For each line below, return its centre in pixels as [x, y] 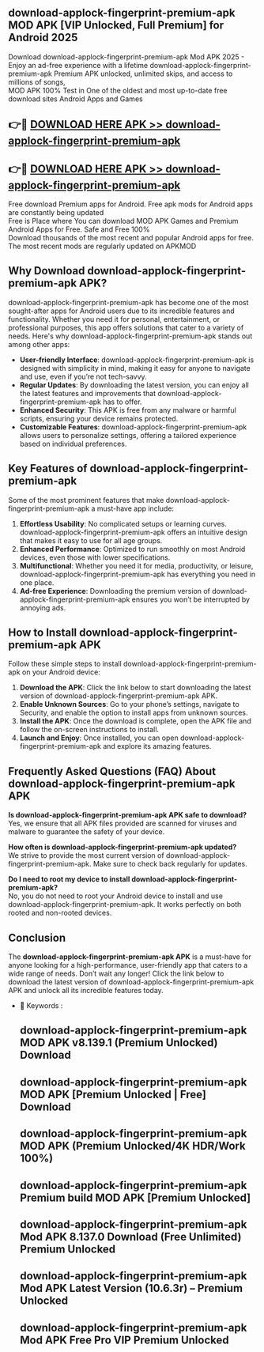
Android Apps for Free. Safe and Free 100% [79, 229]
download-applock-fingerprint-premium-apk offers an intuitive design [133, 532]
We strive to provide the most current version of [86, 855]
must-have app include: [136, 508]
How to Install [43, 633]
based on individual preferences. [73, 444]
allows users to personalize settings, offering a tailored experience [128, 435]
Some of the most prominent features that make [86, 500]
